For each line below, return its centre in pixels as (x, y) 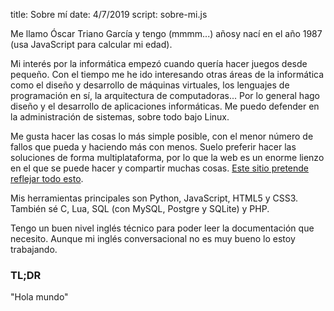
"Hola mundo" (39, 297)
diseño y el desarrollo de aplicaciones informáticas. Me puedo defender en (165, 106)
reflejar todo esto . (47, 178)
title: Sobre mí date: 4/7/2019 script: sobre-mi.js (109, 14)
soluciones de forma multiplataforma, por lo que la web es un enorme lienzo (167, 157)
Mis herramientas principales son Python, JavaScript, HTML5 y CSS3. (154, 198)
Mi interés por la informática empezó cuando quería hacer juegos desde (159, 63)
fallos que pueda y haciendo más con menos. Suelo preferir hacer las (153, 147)
